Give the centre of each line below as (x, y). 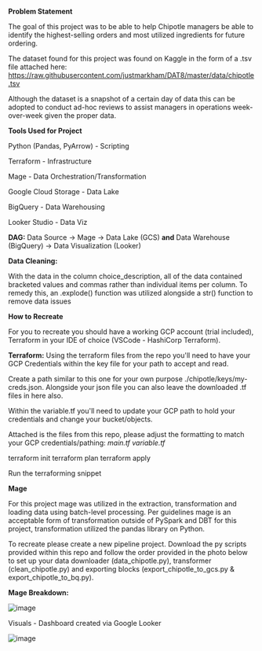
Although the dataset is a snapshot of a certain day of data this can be (122, 99)
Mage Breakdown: (38, 592)
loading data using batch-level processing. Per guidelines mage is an (120, 512)
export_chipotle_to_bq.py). (51, 577)
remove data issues (40, 301)
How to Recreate (36, 316)
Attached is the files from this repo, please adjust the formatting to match (126, 434)
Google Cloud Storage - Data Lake (64, 191)
